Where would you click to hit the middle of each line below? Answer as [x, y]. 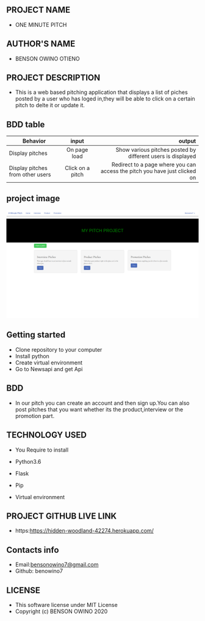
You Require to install [42, 450]
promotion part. [35, 416]
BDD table [26, 124]
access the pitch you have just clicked [148, 171]
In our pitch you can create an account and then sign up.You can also [102, 403]
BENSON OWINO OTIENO [48, 59]
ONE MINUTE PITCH [41, 24]
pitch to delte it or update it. [50, 105]
